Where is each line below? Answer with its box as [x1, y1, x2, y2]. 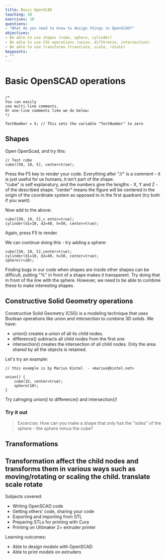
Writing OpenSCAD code [12, 503, 64, 509]
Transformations [5, 440, 59, 448]
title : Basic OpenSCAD [5, 7, 52, 12]
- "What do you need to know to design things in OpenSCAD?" [5, 26, 135, 31]
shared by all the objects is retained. [12, 346, 87, 352]
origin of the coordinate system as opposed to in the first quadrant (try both [5, 192, 161, 198]
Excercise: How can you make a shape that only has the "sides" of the [17, 420, 162, 426]
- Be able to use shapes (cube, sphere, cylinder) [5, 35, 112, 40]
